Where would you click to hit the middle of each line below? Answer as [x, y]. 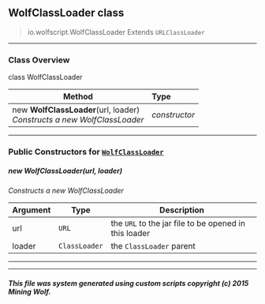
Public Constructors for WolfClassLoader [86, 152]
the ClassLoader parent [153, 246]
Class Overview [39, 60]
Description [182, 210]
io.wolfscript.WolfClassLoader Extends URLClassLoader [116, 32]
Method [78, 96]
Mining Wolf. [30, 291]
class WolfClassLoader [45, 77]
